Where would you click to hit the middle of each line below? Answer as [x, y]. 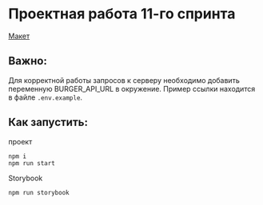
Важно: [28, 61]
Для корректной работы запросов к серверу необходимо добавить [124, 80]
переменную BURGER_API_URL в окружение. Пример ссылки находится [132, 89]
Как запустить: [48, 122]
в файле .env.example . [45, 97]
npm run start [32, 163]
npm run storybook [39, 192]
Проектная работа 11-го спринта [122, 14]
